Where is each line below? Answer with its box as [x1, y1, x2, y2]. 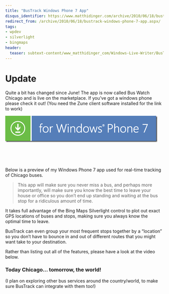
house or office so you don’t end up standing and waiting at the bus [17, 192, 158, 198]
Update [5, 73, 37, 84]
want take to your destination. [5, 239, 67, 245]
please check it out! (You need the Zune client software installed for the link [5, 100, 162, 106]
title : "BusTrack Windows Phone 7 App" [5, 8, 89, 13]
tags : [5, 24, 17, 29]
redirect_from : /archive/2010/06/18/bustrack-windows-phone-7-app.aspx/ [5, 19, 161, 24]
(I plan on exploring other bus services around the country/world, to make [5, 277, 158, 284]
